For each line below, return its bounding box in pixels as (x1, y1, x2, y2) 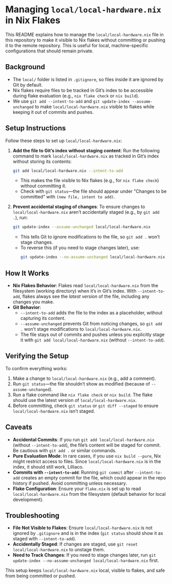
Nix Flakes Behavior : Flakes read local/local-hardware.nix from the (12, 283, 159, 288)
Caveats (5, 423, 32, 432)
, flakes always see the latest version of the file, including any (19, 293, 149, 299)
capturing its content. (20, 315, 66, 321)
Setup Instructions (5, 124, 66, 133)
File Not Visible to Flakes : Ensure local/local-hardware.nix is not (12, 525, 153, 531)
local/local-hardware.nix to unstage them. (12, 547, 105, 553)
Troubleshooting (5, 511, 60, 520)
